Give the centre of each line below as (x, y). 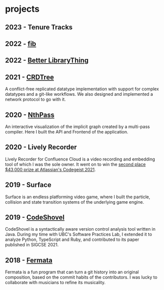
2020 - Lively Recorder (41, 147)
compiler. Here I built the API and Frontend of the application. (67, 132)
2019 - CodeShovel (35, 217)
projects (23, 9)
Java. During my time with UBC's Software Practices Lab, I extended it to (79, 235)
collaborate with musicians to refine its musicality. (55, 283)
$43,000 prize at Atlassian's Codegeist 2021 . (50, 169)
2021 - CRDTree (30, 77)
